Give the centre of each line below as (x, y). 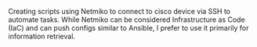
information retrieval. (42, 36)
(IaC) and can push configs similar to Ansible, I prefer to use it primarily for (128, 28)
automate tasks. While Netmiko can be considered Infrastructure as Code (127, 20)
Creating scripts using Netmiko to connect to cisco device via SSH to (119, 11)
